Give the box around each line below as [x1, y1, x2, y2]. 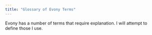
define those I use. [5, 25, 43, 31]
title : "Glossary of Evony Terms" [5, 7, 76, 12]
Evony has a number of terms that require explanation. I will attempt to [5, 20, 148, 26]
